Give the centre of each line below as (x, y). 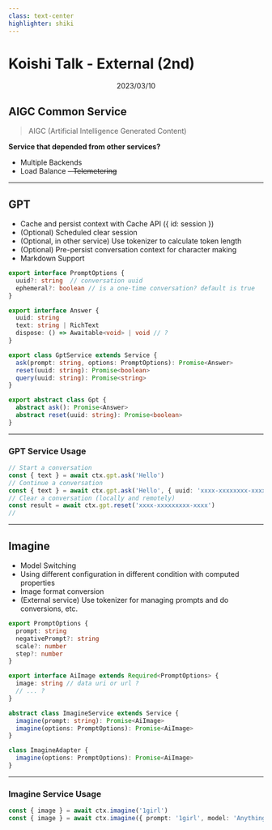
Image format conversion (62, 591)
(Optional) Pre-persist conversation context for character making (128, 250)
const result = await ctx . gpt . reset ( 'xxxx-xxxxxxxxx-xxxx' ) (112, 505)
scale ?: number (41, 646)
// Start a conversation (50, 468)
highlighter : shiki (41, 24)
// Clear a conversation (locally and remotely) (92, 498)
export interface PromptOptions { (67, 273)
